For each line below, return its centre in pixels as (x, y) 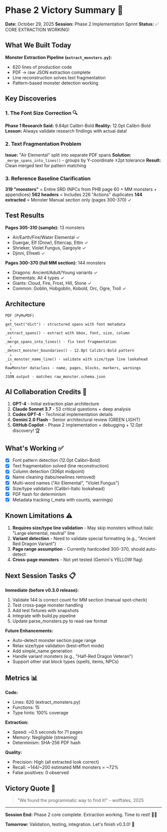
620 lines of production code (42, 67)
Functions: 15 (26, 707)
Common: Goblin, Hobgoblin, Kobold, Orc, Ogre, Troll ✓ (69, 288)
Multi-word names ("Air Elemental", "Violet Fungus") (66, 483)
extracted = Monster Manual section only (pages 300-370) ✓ (68, 200)
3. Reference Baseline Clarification (48, 178)
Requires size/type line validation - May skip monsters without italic (83, 528)
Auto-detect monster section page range (54, 640)
